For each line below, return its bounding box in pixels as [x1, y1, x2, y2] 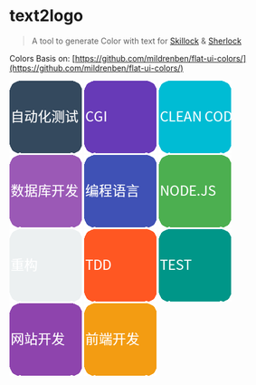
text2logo [9, 5, 84, 26]
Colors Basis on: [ [9, 53, 75, 63]
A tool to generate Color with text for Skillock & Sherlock [31, 35, 242, 46]
